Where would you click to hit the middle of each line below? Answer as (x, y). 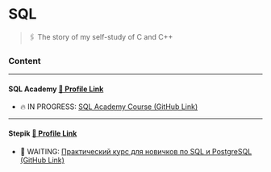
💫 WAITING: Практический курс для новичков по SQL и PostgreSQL (136, 151)
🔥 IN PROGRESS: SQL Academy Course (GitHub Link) (109, 107)
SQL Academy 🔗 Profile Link (56, 89)
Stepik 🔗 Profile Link (43, 133)
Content (25, 61)
